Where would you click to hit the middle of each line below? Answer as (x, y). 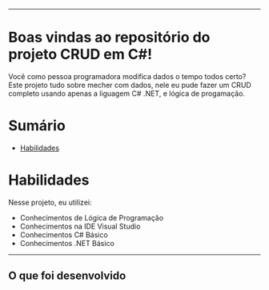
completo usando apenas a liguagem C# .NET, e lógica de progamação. (127, 93)
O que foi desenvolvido (67, 276)
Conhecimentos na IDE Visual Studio (80, 226)
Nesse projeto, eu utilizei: (50, 202)
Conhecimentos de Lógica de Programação (92, 217)
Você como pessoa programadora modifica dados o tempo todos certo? (127, 76)
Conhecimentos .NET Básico (67, 243)
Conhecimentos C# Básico (64, 234)
